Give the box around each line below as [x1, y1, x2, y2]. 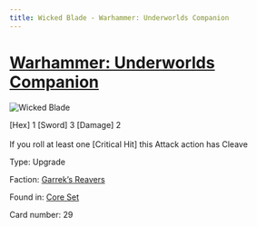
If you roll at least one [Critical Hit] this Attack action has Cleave [9, 138, 248, 150]
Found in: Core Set [9, 192, 80, 202]
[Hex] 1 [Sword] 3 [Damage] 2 [9, 119, 122, 130]
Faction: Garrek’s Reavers [9, 173, 106, 184]
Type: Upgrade [9, 156, 66, 167]
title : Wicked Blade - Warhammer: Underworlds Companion [9, 13, 230, 23]
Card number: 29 [9, 209, 74, 220]
